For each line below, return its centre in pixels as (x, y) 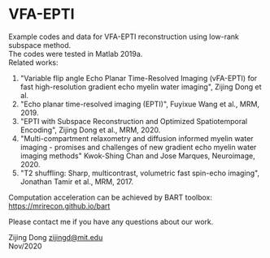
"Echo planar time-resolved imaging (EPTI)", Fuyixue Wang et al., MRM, (140, 104)
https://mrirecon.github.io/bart (59, 206)
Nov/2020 (25, 246)
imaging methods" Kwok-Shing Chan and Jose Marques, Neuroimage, (137, 156)
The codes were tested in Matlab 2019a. (76, 54)
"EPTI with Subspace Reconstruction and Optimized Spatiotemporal (134, 121)
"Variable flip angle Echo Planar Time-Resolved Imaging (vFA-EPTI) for (139, 78)
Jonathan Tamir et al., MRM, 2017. (77, 181)
